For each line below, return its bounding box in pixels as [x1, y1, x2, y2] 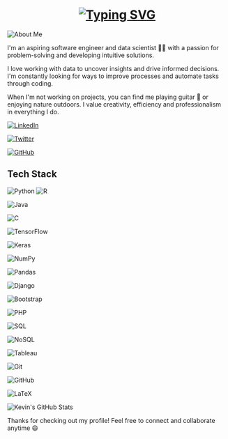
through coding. [7, 79, 54, 87]
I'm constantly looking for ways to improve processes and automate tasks [7, 72, 220, 80]
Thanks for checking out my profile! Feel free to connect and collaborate [7, 416, 215, 424]
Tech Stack [7, 168, 57, 180]
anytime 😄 [7, 424, 38, 432]
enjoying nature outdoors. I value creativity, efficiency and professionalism [7, 100, 222, 108]
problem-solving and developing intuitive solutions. [7, 51, 155, 59]
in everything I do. [7, 107, 59, 116]
